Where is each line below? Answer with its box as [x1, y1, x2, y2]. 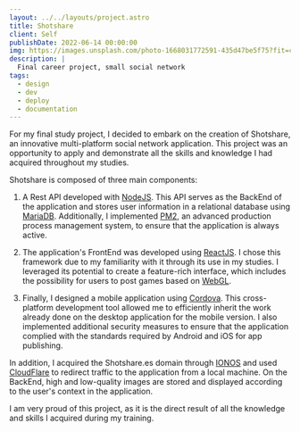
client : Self [9, 29, 58, 38]
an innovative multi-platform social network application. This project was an [9, 138, 288, 149]
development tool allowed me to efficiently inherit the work [54, 303, 272, 313]
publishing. [21, 340, 63, 351]
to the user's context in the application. [9, 386, 154, 397]
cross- [242, 293, 268, 303]
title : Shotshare [9, 21, 74, 30]
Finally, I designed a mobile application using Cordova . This [21, 293, 241, 303]
